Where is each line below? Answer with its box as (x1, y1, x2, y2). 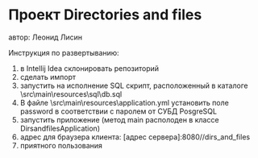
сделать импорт (19, 72, 77, 81)
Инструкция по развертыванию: (8, 48, 119, 57)
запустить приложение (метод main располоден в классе (19, 114, 219, 124)
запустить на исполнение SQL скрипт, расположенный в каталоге (19, 81, 248, 90)
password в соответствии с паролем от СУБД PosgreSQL (19, 106, 218, 116)
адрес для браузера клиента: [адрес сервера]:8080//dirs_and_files (19, 131, 251, 142)
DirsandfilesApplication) (19, 123, 101, 133)
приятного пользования (19, 140, 103, 150)
